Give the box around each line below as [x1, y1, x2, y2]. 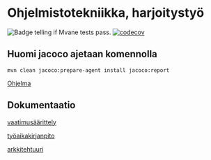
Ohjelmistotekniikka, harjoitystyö [7, 5, 204, 21]
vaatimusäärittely [7, 117, 57, 126]
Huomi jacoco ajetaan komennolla [7, 48, 158, 60]
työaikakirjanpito [7, 131, 55, 140]
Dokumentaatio [7, 99, 76, 111]
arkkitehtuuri [7, 145, 44, 153]
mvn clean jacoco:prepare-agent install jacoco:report [7, 66, 170, 74]
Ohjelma [7, 79, 31, 87]
